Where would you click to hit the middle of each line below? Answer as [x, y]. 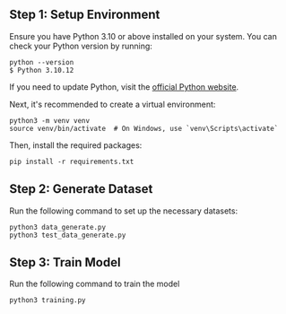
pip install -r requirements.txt [72, 161]
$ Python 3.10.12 [42, 70]
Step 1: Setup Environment [85, 15]
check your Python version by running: [81, 46]
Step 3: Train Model [65, 262]
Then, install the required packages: [76, 145]
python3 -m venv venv [50, 120]
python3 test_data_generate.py [68, 235]
